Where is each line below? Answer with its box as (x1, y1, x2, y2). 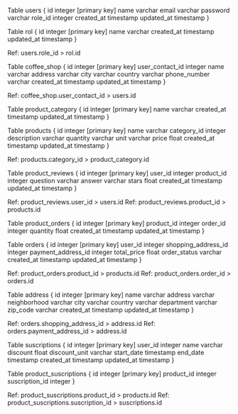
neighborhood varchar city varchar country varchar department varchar (7, 298, 218, 306)
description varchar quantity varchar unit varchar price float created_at (7, 134, 215, 142)
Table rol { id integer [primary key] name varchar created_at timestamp (7, 28, 215, 36)
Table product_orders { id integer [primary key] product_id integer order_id (7, 219, 226, 227)
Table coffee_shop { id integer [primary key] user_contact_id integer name (7, 62, 225, 70)
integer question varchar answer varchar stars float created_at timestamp (7, 177, 222, 185)
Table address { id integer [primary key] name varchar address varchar (7, 290, 215, 299)
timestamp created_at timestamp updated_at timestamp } (7, 356, 175, 364)
